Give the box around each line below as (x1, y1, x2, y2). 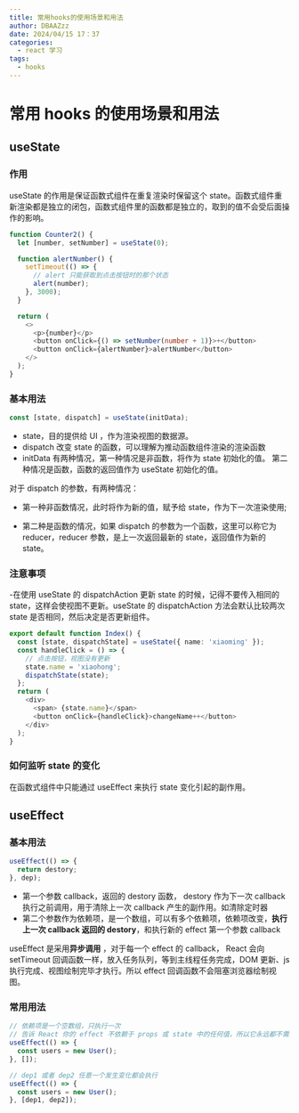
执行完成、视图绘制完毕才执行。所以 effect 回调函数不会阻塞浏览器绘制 (9, 965, 270, 976)
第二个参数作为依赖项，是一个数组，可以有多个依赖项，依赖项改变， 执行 (21, 914, 287, 924)
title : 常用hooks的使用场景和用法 (9, 12, 124, 22)
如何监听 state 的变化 (9, 760, 101, 772)
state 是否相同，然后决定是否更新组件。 (9, 612, 155, 622)
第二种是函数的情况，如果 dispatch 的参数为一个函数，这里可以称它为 (21, 520, 278, 531)
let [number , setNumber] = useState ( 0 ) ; (17, 238, 169, 248)
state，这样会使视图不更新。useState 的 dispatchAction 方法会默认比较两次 (9, 600, 286, 611)
